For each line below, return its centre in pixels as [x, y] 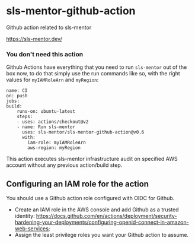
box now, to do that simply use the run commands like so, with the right [93, 74]
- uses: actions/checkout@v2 [53, 122]
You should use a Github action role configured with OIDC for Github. [90, 198]
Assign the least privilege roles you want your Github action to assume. [101, 235]
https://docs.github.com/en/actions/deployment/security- [106, 216]
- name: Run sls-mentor [46, 127]
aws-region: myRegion [54, 148]
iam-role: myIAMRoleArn [57, 143]
